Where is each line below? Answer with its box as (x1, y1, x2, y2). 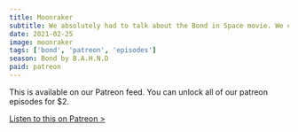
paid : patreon (9, 63, 62, 72)
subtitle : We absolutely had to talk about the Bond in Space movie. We (9, 21, 284, 30)
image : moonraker (9, 37, 74, 47)
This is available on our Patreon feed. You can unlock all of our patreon (9, 86, 269, 97)
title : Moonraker (9, 12, 74, 22)
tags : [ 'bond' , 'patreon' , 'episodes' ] (9, 46, 157, 55)
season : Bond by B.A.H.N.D (9, 54, 109, 63)
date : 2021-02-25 (9, 29, 74, 38)
